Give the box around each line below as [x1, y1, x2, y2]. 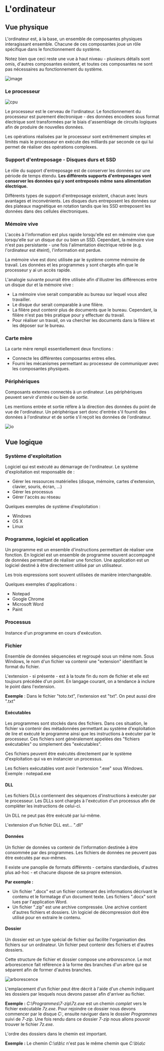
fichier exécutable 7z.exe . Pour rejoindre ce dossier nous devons [5, 1005, 136, 1011]
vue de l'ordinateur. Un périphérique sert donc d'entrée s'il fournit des [5, 409, 147, 415]
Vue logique [5, 438, 43, 446]
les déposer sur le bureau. [12, 322, 65, 328]
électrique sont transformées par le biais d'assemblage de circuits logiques [5, 119, 157, 125]
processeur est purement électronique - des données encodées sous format [5, 114, 160, 120]
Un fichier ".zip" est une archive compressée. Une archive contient [12, 904, 147, 910]
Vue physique [5, 23, 49, 31]
